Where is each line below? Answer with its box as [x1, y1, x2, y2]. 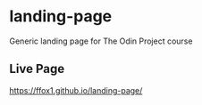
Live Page [9, 61, 65, 77]
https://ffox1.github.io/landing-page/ [9, 85, 143, 95]
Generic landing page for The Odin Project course [9, 36, 193, 46]
